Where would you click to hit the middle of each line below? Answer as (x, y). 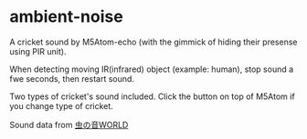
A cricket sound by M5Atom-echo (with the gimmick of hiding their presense (153, 42)
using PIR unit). (38, 51)
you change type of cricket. (62, 105)
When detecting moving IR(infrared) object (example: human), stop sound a (152, 69)
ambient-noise (66, 17)
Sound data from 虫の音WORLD (69, 124)
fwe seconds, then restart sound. (72, 78)
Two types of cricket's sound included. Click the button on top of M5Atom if (152, 96)
